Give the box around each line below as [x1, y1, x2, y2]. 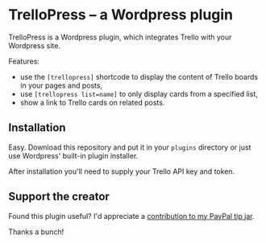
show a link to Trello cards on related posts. [19, 97, 165, 107]
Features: [8, 56, 40, 66]
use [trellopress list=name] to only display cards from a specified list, [19, 89, 258, 98]
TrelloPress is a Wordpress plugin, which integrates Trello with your [8, 32, 232, 42]
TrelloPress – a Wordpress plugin [8, 6, 234, 24]
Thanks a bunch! [8, 227, 64, 237]
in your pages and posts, [19, 80, 103, 90]
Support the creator [8, 190, 110, 204]
